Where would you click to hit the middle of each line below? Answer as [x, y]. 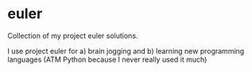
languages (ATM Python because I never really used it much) [107, 59]
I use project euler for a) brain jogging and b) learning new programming [126, 51]
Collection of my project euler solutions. [73, 36]
